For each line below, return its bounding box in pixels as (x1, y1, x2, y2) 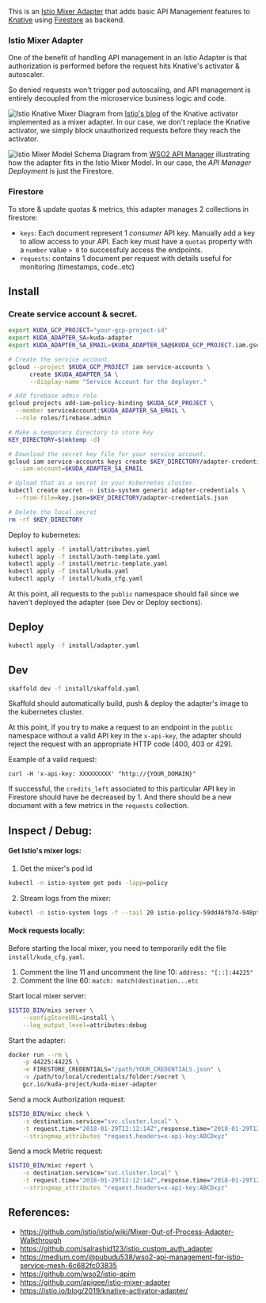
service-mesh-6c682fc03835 (19, 1260, 117, 1270)
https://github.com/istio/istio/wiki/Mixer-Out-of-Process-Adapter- (19, 1227, 234, 1236)
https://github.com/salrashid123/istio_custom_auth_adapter (19, 1244, 213, 1253)
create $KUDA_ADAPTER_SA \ (28, 370, 119, 378)
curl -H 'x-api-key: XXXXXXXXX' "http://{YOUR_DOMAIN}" (8, 770, 196, 778)
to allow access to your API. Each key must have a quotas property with (19, 236, 253, 246)
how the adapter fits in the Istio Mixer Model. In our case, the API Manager (8, 158, 252, 167)
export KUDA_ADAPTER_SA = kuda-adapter (8, 334, 133, 342)
